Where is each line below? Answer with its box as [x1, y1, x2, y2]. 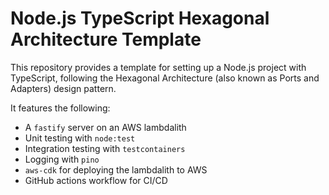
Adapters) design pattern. [10, 82, 117, 94]
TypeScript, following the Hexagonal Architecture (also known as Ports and [10, 72, 320, 84]
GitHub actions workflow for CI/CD [24, 174, 168, 186]
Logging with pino [24, 153, 100, 165]
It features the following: [10, 102, 111, 114]
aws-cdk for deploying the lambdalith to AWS [24, 163, 208, 176]
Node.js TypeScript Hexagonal [10, 7, 270, 30]
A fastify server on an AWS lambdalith [24, 121, 187, 133]
